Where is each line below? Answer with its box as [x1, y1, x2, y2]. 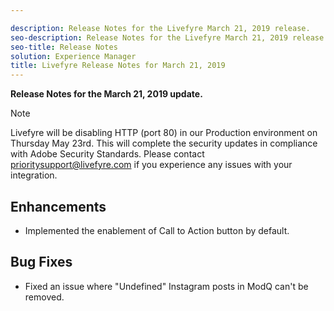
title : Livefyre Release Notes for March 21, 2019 [10, 61, 226, 71]
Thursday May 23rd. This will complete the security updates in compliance [10, 137, 318, 150]
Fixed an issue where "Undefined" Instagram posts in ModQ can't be [24, 280, 309, 292]
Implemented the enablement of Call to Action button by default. [24, 224, 290, 236]
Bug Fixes [10, 254, 73, 271]
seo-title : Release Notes [10, 42, 118, 52]
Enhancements [10, 198, 107, 215]
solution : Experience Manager [10, 51, 137, 61]
